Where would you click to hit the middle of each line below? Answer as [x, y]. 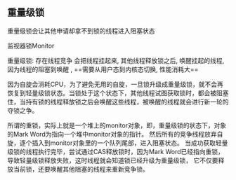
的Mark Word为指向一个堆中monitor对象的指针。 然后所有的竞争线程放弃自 [115, 134]
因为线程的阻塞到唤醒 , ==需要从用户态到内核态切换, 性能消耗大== [103, 69]
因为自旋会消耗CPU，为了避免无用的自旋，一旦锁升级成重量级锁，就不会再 [115, 84]
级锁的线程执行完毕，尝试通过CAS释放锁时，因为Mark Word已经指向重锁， [116, 151]
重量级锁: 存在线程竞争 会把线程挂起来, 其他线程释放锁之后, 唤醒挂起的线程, [116, 60]
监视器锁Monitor [31, 46]
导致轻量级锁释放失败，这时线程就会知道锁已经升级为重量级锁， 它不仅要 [113, 160]
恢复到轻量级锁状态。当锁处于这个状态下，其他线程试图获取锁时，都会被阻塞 [118, 92]
